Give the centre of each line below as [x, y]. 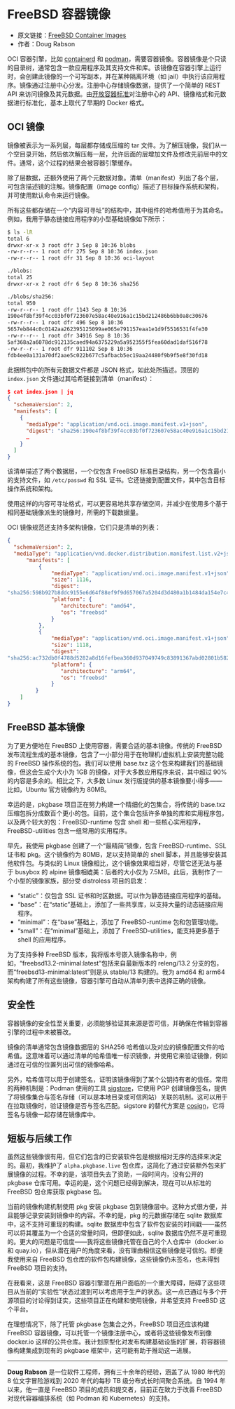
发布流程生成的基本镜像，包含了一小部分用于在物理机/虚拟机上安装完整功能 [116, 754]
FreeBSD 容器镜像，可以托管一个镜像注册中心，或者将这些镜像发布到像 [109, 1333]
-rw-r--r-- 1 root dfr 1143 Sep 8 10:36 [67, 309]
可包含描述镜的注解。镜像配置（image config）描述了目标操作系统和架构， [115, 186]
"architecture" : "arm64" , [98, 671]
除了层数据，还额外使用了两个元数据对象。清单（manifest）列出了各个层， [115, 178]
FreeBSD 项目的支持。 [39, 1268]
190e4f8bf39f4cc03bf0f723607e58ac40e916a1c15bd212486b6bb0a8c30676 [108, 316]
